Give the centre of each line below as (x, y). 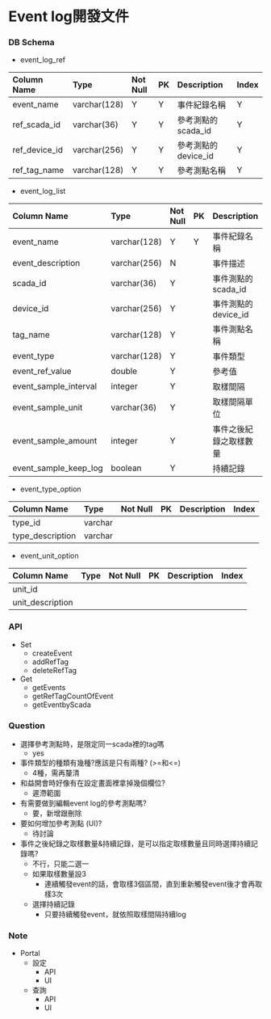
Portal (30, 954)
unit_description (43, 603)
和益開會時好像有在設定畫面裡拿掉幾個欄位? (92, 783)
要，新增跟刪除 (57, 814)
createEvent (52, 653)
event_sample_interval (55, 386)
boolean (127, 468)
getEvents (49, 687)
